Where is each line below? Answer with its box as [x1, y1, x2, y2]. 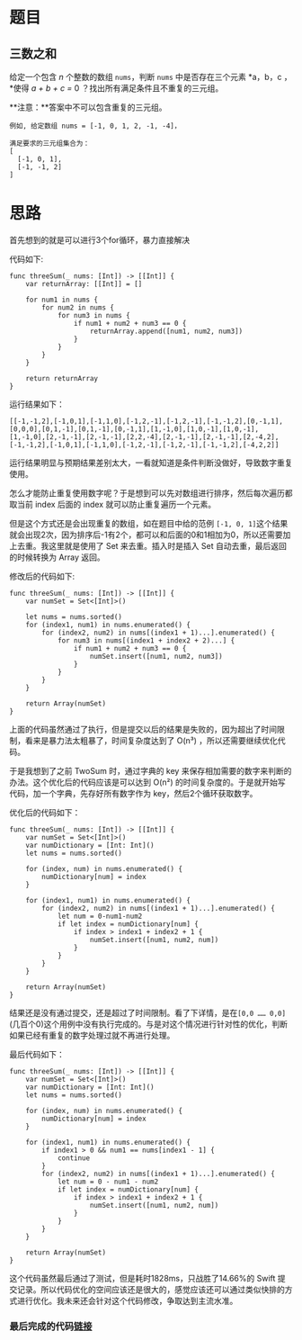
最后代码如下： [9, 1048, 65, 1059]
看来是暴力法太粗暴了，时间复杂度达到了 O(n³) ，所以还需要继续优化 [24, 734, 279, 746]
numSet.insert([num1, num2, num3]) [89, 652, 223, 661]
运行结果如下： [9, 399, 65, 409]
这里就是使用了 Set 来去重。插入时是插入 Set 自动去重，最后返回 [48, 540, 288, 551]
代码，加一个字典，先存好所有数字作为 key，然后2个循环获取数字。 [9, 787, 258, 798]
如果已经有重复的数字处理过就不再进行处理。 [9, 1030, 175, 1040]
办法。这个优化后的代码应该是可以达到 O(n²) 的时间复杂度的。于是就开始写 [9, 777, 286, 787]
